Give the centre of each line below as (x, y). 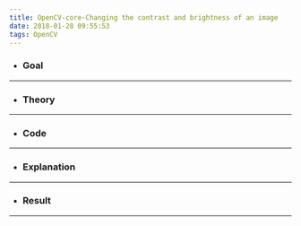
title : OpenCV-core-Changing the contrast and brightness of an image (144, 17)
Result (37, 201)
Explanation (49, 167)
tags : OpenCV (34, 34)
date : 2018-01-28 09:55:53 (60, 26)
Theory (39, 100)
